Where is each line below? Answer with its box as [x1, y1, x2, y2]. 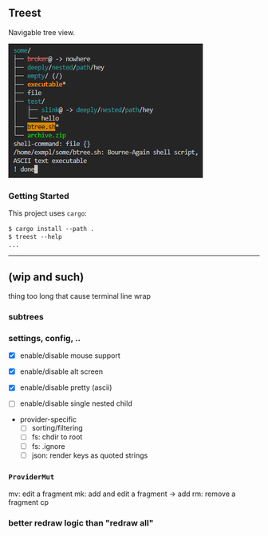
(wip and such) [8, 270, 85, 284]
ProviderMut [8, 472, 55, 482]
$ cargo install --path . [8, 225, 94, 233]
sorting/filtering [31, 423, 84, 433]
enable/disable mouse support [19, 351, 121, 360]
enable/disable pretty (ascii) [19, 383, 112, 392]
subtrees [8, 311, 44, 322]
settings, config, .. [8, 332, 81, 343]
